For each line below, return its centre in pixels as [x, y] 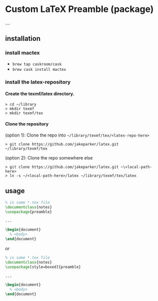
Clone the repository [27, 124]
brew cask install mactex [39, 69]
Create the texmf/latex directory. [40, 94]
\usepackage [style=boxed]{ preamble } [43, 267]
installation [23, 39]
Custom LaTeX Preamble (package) [79, 9]
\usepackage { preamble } [29, 212]
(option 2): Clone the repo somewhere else [49, 157]
